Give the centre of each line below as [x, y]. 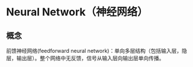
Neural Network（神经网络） [77, 12]
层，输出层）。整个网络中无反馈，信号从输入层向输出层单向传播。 [85, 58]
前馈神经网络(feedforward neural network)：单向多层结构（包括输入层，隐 [97, 51]
